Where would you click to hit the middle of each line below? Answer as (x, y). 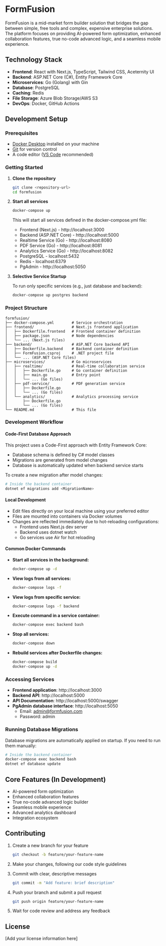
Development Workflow (34, 422)
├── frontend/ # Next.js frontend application (72, 327)
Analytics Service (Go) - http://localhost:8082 (66, 251)
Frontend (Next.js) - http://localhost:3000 (62, 230)
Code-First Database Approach (38, 434)
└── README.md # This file (51, 410)
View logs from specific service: (46, 597)
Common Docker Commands (35, 549)
